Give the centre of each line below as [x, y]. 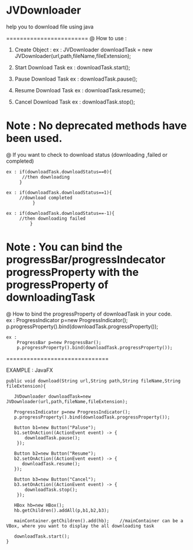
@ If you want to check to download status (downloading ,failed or [87, 155]
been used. [34, 138]
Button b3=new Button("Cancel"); [55, 479]
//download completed [46, 198]
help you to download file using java [50, 27]
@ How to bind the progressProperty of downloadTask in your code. [89, 314]
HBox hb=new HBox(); [39, 505]
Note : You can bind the [64, 247]
